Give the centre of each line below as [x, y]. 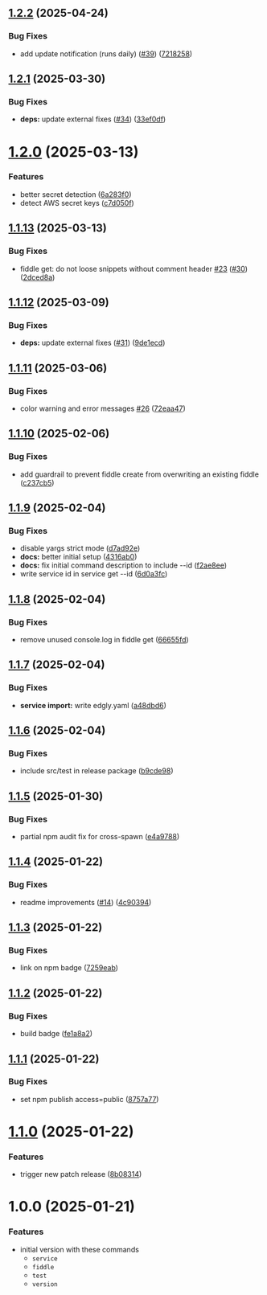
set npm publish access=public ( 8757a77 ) [89, 1099]
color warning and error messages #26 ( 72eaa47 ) [103, 408]
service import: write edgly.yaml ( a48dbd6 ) [93, 705]
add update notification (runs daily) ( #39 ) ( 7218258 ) [106, 53]
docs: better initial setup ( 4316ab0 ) [78, 557]
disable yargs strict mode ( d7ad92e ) [80, 548]
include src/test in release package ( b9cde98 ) [97, 771]
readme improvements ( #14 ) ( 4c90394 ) [86, 902]
